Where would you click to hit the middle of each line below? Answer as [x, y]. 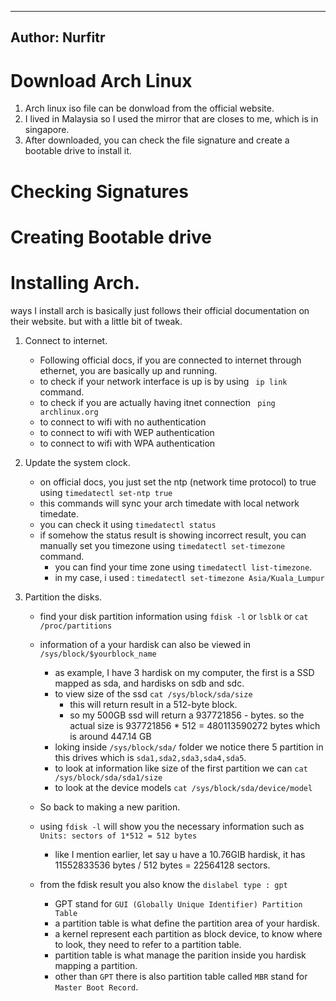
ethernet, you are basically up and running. [128, 370]
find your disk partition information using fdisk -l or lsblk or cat [174, 616]
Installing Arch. [75, 282]
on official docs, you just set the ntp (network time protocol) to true [178, 482]
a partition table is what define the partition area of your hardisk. [187, 923]
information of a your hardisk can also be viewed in [145, 644]
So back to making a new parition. [110, 807]
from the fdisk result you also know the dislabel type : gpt [163, 884]
